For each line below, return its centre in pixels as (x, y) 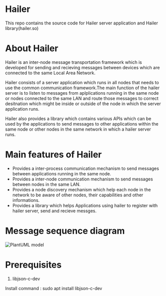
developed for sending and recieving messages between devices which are (83, 67)
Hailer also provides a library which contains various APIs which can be (78, 119)
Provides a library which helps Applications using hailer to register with (85, 205)
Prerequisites (34, 265)
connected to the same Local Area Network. (50, 73)
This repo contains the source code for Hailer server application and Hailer (82, 23)
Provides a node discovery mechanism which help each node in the (82, 189)
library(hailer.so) (22, 28)
